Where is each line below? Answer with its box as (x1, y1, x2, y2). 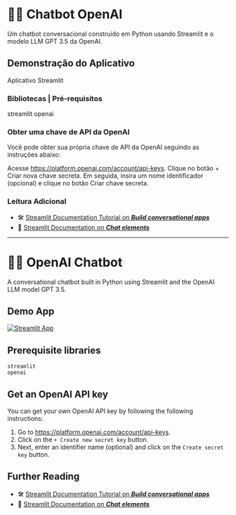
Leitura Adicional (7, 197, 67, 207)
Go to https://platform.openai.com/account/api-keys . (17, 428, 171, 436)
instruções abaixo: (7, 150, 61, 159)
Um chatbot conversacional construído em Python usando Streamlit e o (7, 30, 214, 38)
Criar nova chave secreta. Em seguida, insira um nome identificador (7, 171, 204, 180)
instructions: (7, 415, 44, 423)
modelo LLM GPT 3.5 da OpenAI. (7, 37, 103, 45)
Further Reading (7, 471, 80, 483)
